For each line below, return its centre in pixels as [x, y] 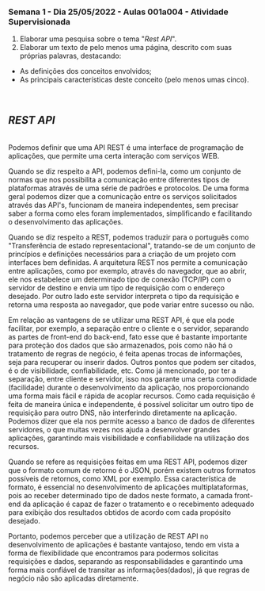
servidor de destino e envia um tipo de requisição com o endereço [117, 288]
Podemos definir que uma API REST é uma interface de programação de [126, 148]
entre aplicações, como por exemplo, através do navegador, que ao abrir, [127, 271]
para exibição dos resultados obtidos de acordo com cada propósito [120, 512]
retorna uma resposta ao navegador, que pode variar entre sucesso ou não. [131, 305]
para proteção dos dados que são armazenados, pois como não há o [121, 345]
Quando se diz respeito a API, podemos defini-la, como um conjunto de [125, 171]
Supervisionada [40, 21]
